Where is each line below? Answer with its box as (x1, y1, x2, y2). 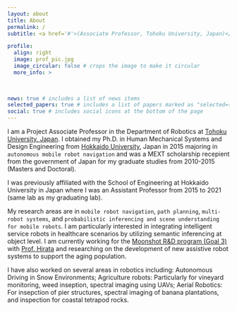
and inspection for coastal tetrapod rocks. (7, 295, 129, 304)
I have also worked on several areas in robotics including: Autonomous (7, 266, 213, 274)
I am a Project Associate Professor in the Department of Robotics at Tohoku (7, 128, 227, 135)
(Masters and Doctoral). (7, 165, 76, 173)
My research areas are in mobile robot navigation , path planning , (7, 207, 201, 215)
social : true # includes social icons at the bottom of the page (7, 108, 203, 115)
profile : (7, 43, 33, 50)
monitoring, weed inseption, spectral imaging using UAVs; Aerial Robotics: (7, 281, 223, 289)
